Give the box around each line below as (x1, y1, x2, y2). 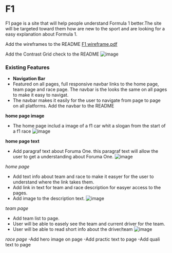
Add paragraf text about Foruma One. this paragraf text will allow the (12, 148, 158, 154)
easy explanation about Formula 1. (5, 31, 78, 37)
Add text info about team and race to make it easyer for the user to (12, 173, 154, 180)
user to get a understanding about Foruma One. (12, 154, 114, 160)
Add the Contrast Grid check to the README (5, 51, 100, 57)
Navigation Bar (12, 76, 46, 82)
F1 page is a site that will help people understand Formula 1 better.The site (5, 20, 162, 26)
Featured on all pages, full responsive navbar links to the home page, (12, 81, 159, 87)
